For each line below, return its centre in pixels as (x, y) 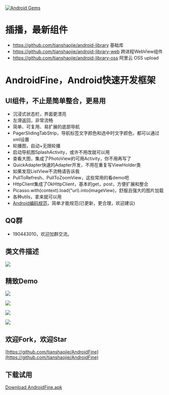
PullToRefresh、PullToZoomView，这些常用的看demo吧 (71, 177)
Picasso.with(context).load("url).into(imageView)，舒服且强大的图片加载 (88, 190)
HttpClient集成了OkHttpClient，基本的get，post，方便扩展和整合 (80, 184)
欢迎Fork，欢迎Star (36, 339)
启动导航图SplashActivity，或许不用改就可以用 (61, 152)
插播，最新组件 (37, 30)
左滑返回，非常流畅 (33, 120)
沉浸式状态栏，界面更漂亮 (39, 114)
